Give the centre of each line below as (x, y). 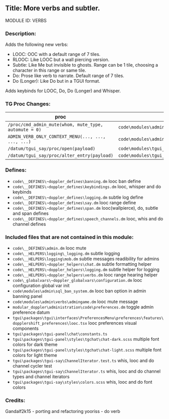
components (25, 328)
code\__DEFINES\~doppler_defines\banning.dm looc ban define (77, 181)
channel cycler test (32, 366)
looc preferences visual (112, 323)
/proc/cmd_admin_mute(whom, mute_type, (55, 125)
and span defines (30, 213)
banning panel (27, 296)
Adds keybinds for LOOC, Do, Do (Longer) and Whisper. (63, 91)
